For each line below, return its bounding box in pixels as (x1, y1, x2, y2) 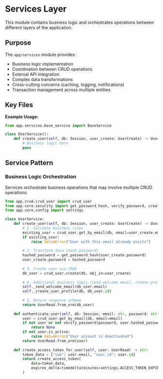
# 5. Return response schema (22, 298, 81, 303)
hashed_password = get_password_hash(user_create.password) (22, 253, 147, 258)
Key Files (5, 101, 33, 109)
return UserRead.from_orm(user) (22, 338, 88, 343)
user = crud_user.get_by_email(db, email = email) (22, 316, 123, 321)
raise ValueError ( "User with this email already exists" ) (31, 239, 151, 244)
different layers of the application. (5, 24, 73, 30)
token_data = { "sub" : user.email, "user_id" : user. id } (22, 352, 136, 357)
